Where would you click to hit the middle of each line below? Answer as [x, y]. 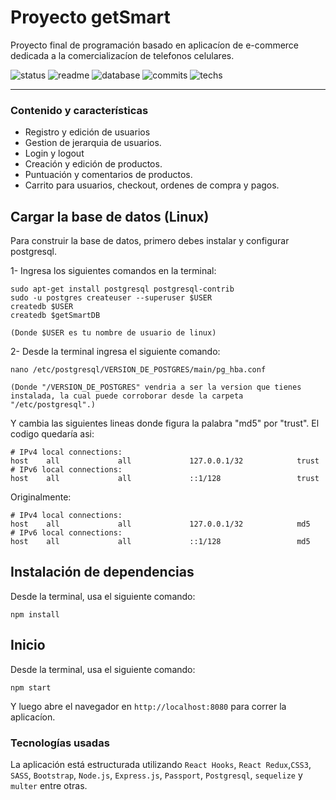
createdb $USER [42, 307]
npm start [31, 687]
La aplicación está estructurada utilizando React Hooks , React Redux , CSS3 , [161, 764]
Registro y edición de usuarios [87, 132]
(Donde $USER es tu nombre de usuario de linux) [113, 333]
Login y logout [54, 153]
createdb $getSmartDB [55, 316]
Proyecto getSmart [90, 17]
